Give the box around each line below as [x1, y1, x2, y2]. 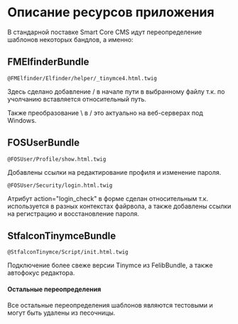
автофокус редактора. [7, 269, 75, 277]
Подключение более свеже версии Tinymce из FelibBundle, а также [7, 261, 213, 270]
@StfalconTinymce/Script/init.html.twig [7, 249, 129, 256]
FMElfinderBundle [7, 56, 90, 68]
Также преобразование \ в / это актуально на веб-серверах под [7, 108, 204, 117]
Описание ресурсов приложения [7, 4, 215, 21]
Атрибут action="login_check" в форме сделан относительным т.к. [7, 194, 208, 202]
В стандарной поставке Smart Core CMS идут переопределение [7, 28, 202, 36]
